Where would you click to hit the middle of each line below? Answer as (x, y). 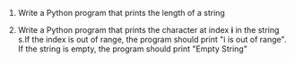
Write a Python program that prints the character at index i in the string (148, 30)
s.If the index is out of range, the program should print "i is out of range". (152, 39)
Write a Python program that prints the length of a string (121, 13)
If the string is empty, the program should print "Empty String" (133, 49)
